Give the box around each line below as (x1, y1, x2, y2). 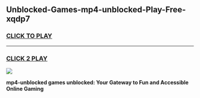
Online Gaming (6, 85, 44, 92)
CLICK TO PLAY (6, 32, 52, 40)
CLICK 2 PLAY (6, 54, 48, 62)
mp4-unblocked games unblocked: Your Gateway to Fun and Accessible (6, 78, 189, 86)
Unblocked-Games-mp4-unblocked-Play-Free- (6, 5, 186, 15)
